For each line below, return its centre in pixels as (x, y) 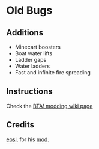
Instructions (29, 92)
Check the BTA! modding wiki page (49, 106)
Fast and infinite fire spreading (53, 72)
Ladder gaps (31, 60)
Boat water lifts (34, 53)
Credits (20, 125)
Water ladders (32, 66)
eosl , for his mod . (28, 139)
